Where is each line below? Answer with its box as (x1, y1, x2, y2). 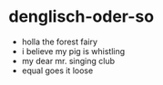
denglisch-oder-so (8, 6, 155, 27)
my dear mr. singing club (21, 55, 116, 66)
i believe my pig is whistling (21, 45, 126, 56)
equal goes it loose (21, 65, 94, 76)
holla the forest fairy (21, 36, 97, 47)
